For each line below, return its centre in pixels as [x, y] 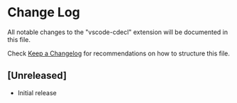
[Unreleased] [37, 76]
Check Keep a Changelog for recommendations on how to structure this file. [119, 53]
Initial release [37, 92]
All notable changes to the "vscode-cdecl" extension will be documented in [118, 32]
